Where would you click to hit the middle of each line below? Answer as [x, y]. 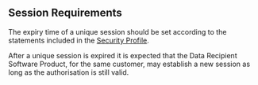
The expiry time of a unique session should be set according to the [117, 31]
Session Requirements [65, 13]
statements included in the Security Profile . [79, 40]
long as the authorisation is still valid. [69, 72]
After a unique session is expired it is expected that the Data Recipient [123, 55]
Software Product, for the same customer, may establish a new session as [129, 64]
